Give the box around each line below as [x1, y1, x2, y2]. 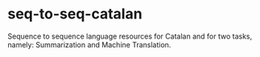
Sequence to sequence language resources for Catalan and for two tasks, [7, 31, 253, 41]
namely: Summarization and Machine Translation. [7, 39, 171, 49]
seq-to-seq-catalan [7, 5, 142, 23]
